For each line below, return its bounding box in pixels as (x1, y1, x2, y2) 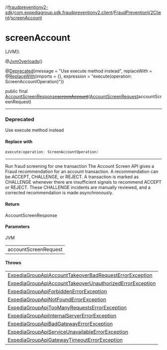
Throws (5, 260, 21, 266)
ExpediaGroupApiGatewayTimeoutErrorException (7, 336, 123, 343)
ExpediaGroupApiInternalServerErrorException (7, 312, 117, 319)
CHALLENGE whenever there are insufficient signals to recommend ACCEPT (5, 179, 162, 185)
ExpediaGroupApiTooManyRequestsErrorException (7, 304, 127, 311)
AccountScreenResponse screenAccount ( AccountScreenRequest (5, 93, 139, 99)
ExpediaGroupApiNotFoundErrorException (7, 296, 106, 303)
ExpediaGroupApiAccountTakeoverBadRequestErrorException (7, 271, 153, 278)
